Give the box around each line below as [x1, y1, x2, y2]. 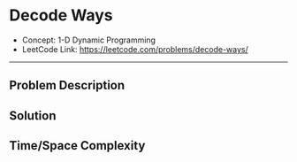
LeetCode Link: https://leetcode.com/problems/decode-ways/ [21, 43, 249, 54]
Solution [9, 108, 57, 123]
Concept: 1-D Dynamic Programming [21, 35, 156, 45]
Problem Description [9, 78, 126, 93]
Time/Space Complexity [9, 138, 146, 153]
